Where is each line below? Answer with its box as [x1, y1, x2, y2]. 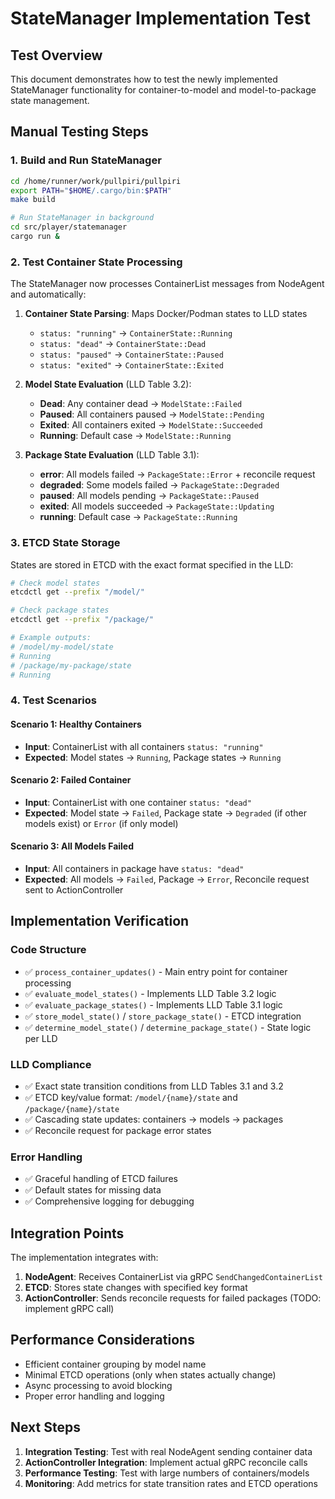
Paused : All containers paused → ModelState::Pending [39, 408, 265, 421]
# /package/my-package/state [10, 660, 132, 671]
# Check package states [10, 605, 110, 616]
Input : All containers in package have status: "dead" [24, 862, 245, 874]
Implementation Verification [10, 913, 190, 930]
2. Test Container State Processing [10, 255, 183, 269]
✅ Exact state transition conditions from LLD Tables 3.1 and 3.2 [24, 1080, 284, 1092]
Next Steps [10, 1419, 81, 1436]
